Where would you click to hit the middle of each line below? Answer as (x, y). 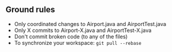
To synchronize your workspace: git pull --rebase (78, 43)
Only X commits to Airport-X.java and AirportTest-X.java (83, 30)
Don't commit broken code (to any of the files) (71, 36)
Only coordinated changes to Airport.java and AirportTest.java (90, 24)
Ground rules (30, 10)
